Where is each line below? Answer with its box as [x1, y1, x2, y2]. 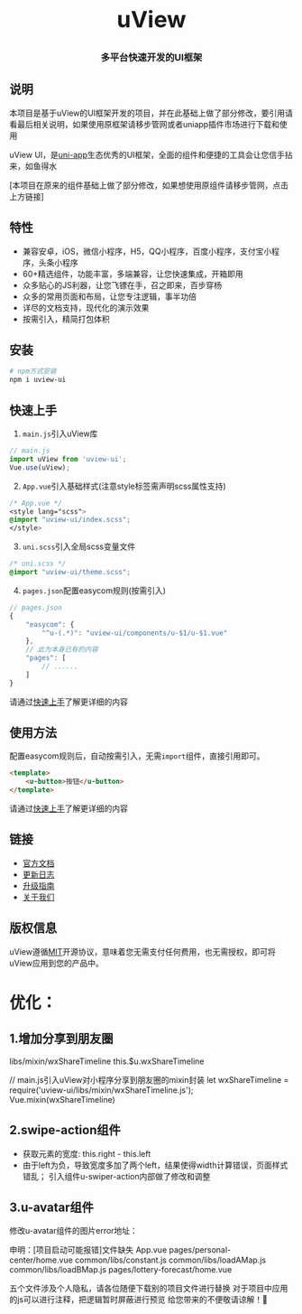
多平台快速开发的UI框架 [100, 51, 203, 63]
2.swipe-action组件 [9, 1123, 121, 1138]
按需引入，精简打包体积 [22, 313, 110, 324]
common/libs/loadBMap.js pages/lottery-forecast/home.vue [9, 1264, 233, 1275]
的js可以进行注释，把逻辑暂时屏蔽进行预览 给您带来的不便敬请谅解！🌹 [9, 1294, 268, 1305]
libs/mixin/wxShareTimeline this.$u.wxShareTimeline [9, 1056, 205, 1067]
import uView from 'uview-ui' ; [9, 454, 127, 463]
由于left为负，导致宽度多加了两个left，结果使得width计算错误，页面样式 [22, 1160, 288, 1170]
